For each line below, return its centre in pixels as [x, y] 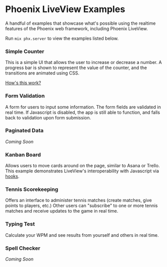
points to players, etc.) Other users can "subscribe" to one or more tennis [81, 206]
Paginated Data [24, 130]
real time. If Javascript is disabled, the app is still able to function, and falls [83, 112]
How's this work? [23, 83]
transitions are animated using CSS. [42, 73]
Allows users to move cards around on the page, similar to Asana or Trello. [82, 166]
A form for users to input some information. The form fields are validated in [83, 107]
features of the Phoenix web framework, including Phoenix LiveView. [76, 28]
